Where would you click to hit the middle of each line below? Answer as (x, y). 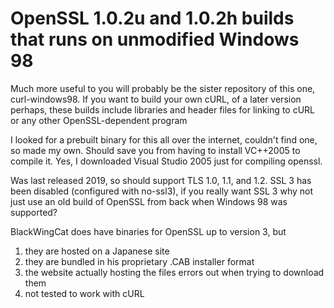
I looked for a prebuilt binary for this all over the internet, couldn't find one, (164, 139)
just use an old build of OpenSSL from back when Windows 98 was (149, 201)
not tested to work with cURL (84, 293)
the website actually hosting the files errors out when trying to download (174, 272)
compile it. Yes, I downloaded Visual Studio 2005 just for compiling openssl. (166, 161)
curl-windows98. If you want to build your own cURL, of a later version (156, 99)
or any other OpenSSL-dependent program (99, 120)
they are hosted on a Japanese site (97, 251)
